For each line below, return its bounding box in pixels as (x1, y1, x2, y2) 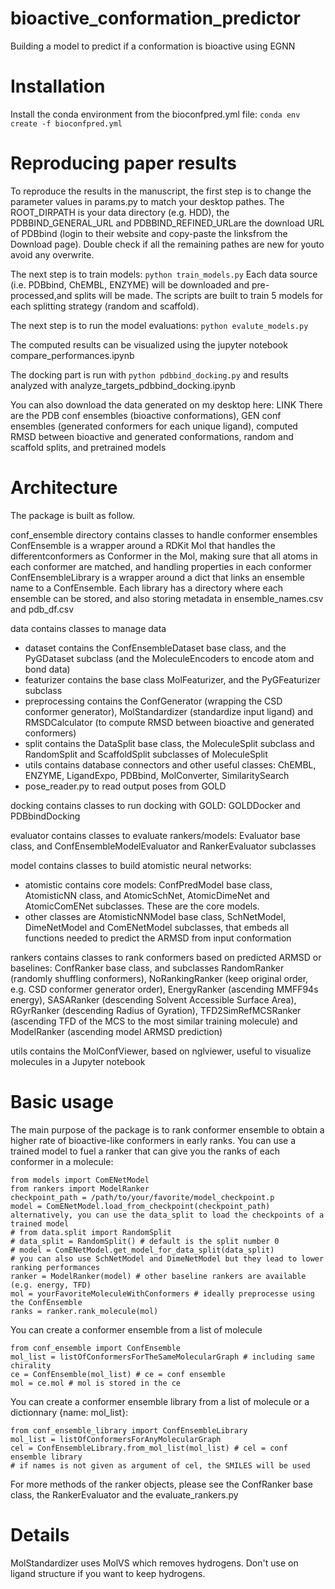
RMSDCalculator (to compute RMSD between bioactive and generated (24, 716, 315, 728)
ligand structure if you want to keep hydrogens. (10, 1567, 206, 1579)
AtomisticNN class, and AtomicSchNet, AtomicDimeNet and (24, 889, 270, 901)
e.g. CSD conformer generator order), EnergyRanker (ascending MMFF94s (10, 983, 319, 995)
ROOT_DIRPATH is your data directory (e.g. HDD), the (10, 206, 230, 218)
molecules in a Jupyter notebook (10, 1055, 146, 1067)
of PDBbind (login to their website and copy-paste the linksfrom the (10, 227, 288, 239)
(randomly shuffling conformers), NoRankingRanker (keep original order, (10, 972, 309, 984)
